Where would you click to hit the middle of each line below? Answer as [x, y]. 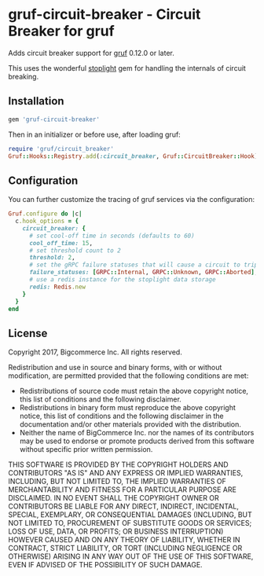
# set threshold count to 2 [75, 250]
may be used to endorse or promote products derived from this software [137, 441]
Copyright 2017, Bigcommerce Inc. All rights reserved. [95, 352]
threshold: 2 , [52, 258]
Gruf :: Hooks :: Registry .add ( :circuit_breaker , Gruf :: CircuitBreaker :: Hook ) [133, 156]
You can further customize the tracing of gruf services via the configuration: [132, 200]
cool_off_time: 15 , [60, 243]
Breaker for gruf [62, 31]
